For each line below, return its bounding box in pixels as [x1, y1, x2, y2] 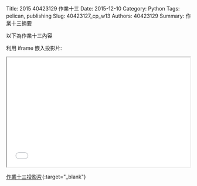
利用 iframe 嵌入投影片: [6, 44, 63, 51]
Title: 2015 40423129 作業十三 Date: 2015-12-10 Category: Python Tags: [6, 5, 180, 12]
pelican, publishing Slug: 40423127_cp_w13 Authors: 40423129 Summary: [6, 12, 185, 19]
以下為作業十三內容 [6, 32, 53, 39]
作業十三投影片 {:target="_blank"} [6, 173, 86, 180]
